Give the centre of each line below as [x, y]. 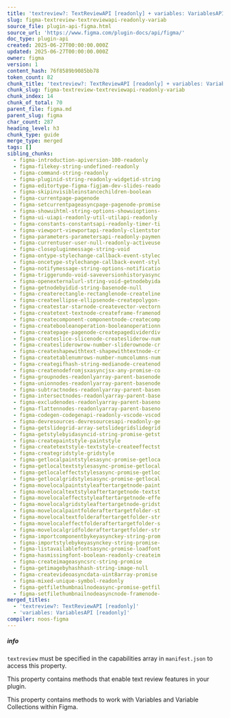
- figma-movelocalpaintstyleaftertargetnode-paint [87, 485]
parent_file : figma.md [39, 109]
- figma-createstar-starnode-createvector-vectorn [87, 307]
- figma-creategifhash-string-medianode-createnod [87, 364]
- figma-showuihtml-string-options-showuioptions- [87, 211]
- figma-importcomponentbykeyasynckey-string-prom [87, 536]
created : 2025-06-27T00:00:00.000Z [58, 45]
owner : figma [26, 58]
